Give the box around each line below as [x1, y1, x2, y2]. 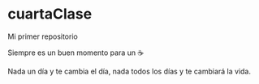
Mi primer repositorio [7, 31, 78, 41]
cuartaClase [7, 5, 93, 23]
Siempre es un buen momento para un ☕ [7, 48, 144, 57]
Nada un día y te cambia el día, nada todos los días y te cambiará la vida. [7, 66, 252, 76]
